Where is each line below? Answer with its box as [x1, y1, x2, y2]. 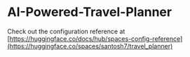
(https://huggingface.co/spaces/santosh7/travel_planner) [7, 42, 173, 50]
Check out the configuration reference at [7, 27, 125, 35]
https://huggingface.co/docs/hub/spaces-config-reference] [9, 34, 183, 42]
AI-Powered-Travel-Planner [7, 4, 172, 20]
